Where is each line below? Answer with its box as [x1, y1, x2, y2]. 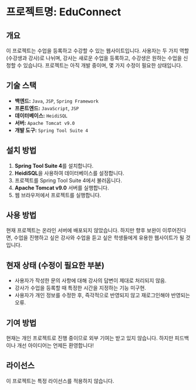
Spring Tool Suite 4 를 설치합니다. [14, 162, 94, 169]
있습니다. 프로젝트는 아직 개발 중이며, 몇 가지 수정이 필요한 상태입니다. [23, 62, 183, 69]
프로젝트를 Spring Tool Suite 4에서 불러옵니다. [14, 177, 122, 184]
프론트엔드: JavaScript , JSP [14, 104, 79, 111]
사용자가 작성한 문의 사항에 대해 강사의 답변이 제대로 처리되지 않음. [14, 277, 167, 284]
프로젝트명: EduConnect [6, 5, 121, 19]
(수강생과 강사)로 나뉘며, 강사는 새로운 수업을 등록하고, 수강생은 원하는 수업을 [6, 55, 182, 62]
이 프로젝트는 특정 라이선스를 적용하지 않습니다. [6, 377, 114, 384]
